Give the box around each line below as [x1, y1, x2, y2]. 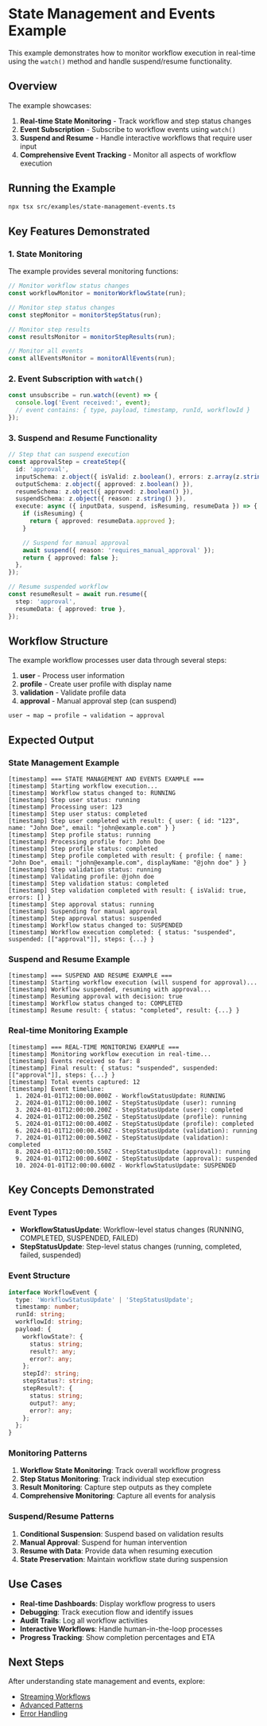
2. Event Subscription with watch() [8, 373, 144, 384]
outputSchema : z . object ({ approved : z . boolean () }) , [15, 480, 194, 488]
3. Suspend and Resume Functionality [8, 432, 157, 443]
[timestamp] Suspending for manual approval [8, 908, 158, 916]
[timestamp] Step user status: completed [8, 810, 148, 818]
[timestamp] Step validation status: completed [8, 880, 169, 888]
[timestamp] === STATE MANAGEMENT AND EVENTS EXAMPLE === [8, 775, 204, 784]
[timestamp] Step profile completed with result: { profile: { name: [8, 852, 244, 860]
